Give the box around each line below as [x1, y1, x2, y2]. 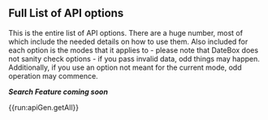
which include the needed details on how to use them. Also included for [8, 36, 249, 46]
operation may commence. [8, 71, 99, 80]
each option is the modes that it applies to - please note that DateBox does [8, 45, 258, 55]
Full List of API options [8, 6, 124, 20]
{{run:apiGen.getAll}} [8, 102, 80, 112]
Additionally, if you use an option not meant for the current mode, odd [8, 62, 242, 72]
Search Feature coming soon [8, 87, 108, 96]
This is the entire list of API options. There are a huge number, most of [8, 28, 244, 37]
